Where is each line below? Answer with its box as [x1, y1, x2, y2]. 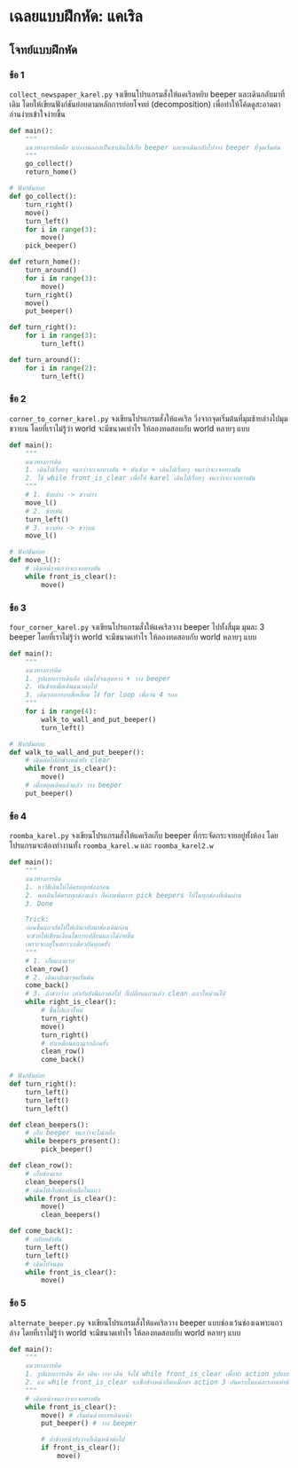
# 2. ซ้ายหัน [25, 506, 63, 515]
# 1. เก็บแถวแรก [25, 956, 74, 965]
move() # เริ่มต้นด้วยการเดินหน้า [41, 1410, 131, 1420]
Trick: [25, 915, 50, 924]
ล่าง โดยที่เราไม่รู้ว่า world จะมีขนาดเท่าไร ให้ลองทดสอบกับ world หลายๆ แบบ [9, 1327, 241, 1338]
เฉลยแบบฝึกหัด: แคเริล [9, 6, 144, 27]
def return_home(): [9, 257, 82, 267]
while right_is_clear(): [25, 998, 117, 1007]
